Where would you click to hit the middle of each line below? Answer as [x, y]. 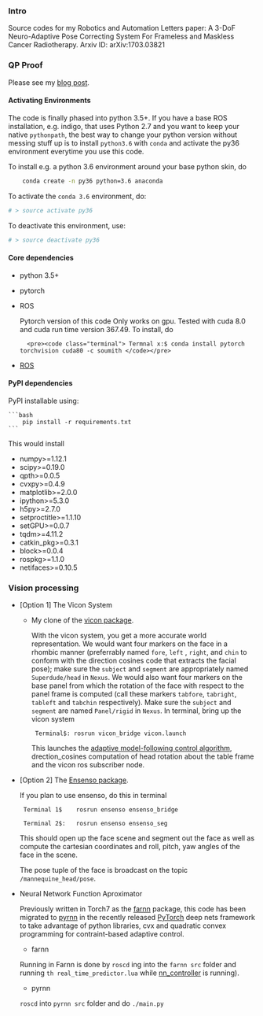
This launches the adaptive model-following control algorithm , [131, 748]
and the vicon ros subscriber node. [88, 765]
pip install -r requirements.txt [77, 422]
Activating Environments [49, 101]
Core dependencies [41, 258]
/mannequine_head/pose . [58, 878]
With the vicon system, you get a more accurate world [119, 636]
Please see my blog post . [49, 82]
